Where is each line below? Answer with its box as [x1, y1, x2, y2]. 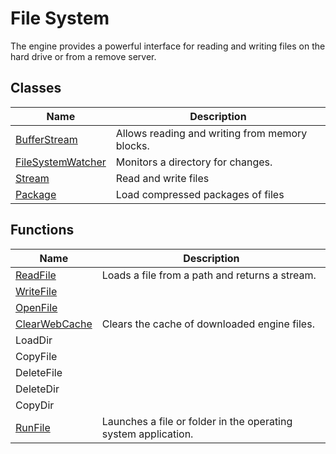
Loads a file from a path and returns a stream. [101, 268, 317, 282]
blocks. [115, 138, 150, 152]
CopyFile [15, 349, 58, 363]
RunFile [15, 420, 51, 434]
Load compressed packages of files [115, 187, 285, 201]
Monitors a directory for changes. [115, 155, 273, 169]
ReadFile [15, 268, 57, 282]
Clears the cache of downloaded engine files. [101, 317, 315, 331]
